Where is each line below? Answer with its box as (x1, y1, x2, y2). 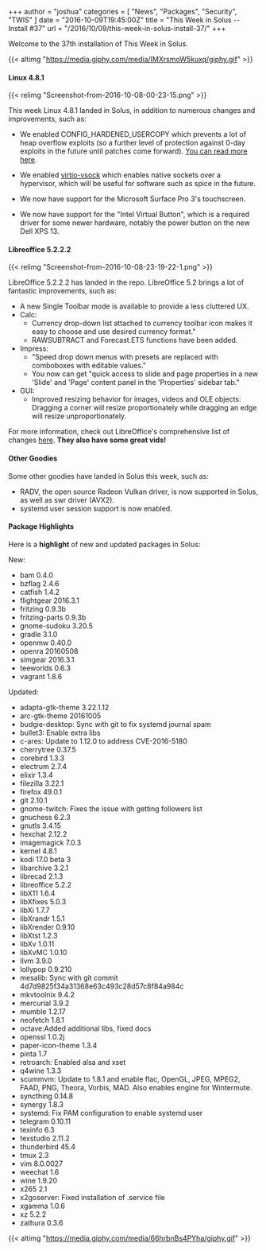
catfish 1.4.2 (19, 587, 60, 596)
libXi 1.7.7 (19, 905, 50, 915)
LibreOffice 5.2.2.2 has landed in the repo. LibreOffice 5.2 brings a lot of (8, 278, 245, 287)
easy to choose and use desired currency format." (31, 327, 196, 336)
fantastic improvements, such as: (8, 286, 117, 296)
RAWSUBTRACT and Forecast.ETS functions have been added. (31, 336, 238, 345)
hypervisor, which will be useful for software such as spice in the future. (19, 179, 256, 188)
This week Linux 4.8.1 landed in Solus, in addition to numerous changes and (8, 106, 256, 115)
